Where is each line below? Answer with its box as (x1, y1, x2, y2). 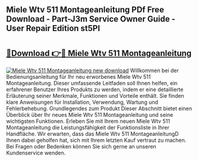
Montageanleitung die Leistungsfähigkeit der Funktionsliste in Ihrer (6, 124, 169, 131)
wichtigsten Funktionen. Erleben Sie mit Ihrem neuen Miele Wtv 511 (6, 117, 171, 125)
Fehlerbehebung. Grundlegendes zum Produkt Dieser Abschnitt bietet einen (6, 105, 192, 112)
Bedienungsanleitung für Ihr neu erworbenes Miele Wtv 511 (6, 73, 151, 80)
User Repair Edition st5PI (6, 23, 100, 33)
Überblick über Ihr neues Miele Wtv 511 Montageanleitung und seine (6, 112, 174, 118)
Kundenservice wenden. (6, 149, 66, 156)
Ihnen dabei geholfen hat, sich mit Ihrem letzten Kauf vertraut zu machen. (6, 137, 187, 144)
